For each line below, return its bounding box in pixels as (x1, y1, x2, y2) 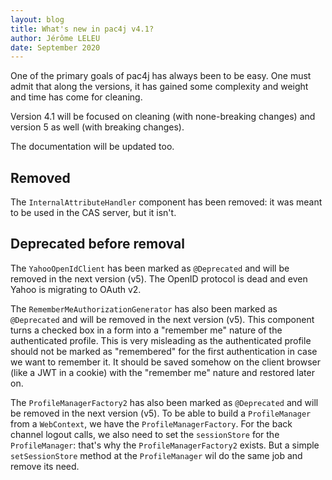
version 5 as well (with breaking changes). (10, 121, 185, 133)
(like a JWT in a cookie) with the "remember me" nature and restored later (10, 366, 315, 378)
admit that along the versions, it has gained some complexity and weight (10, 81, 309, 93)
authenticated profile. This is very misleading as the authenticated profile (10, 334, 312, 346)
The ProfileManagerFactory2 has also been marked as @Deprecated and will (10, 396, 319, 408)
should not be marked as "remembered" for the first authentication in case (10, 345, 318, 357)
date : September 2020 (10, 42, 101, 53)
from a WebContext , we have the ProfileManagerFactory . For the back (10, 417, 293, 430)
